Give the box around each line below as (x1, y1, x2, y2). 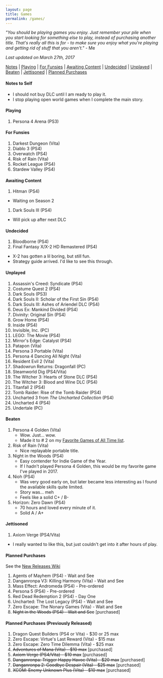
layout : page (5, 7, 32, 12)
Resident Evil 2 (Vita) (12, 358, 55, 364)
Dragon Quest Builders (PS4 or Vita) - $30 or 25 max (12, 631, 119, 637)
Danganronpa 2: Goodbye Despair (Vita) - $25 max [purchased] (12, 662, 141, 668)
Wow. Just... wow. (19, 432, 56, 438)
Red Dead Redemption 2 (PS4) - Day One (12, 594, 96, 599)
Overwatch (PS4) (12, 151, 48, 157)
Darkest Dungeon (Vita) (12, 140, 60, 146)
